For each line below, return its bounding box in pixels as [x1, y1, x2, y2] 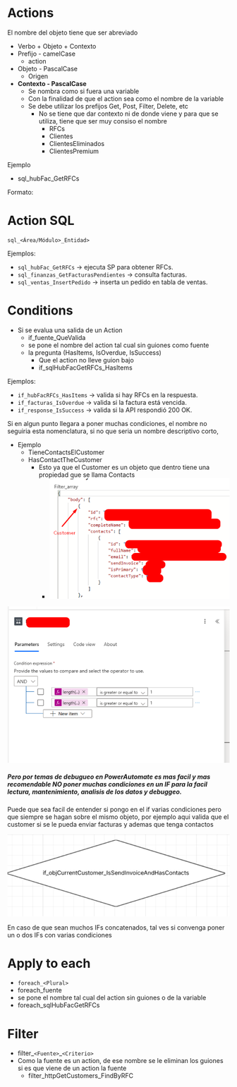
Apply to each [7, 955, 91, 971]
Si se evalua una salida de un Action [17, 326, 123, 334]
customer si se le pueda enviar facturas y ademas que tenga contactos [7, 820, 214, 829]
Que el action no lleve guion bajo [38, 356, 134, 364]
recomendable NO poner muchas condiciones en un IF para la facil [7, 779, 208, 788]
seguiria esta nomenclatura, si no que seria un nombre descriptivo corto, [7, 427, 219, 435]
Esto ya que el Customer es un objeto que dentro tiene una [38, 463, 210, 471]
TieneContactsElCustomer [28, 448, 105, 456]
